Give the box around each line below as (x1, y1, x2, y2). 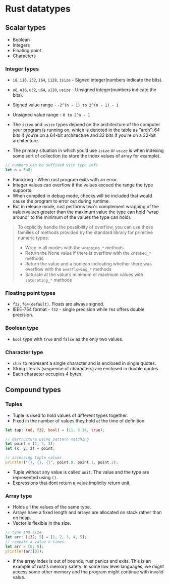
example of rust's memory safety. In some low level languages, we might (12, 563, 164, 569)
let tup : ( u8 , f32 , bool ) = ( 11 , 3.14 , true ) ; (5, 427, 105, 433)
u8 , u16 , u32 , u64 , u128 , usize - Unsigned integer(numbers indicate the (12, 87, 156, 93)
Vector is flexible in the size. (12, 520, 72, 526)
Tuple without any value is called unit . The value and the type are (12, 469, 149, 475)
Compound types (5, 385, 62, 394)
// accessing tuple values (5, 455, 62, 460)
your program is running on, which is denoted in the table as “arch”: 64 (12, 127, 160, 133)
